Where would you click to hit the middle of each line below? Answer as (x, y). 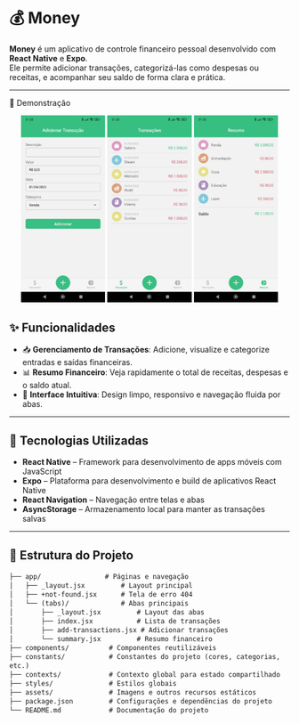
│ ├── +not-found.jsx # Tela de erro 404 (101, 594)
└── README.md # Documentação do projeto (109, 710)
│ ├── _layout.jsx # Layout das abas (107, 612)
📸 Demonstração (40, 102)
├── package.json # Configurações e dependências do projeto (141, 701)
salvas (34, 519)
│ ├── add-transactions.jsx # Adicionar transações (119, 630)
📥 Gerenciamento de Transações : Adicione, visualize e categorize (145, 350)
